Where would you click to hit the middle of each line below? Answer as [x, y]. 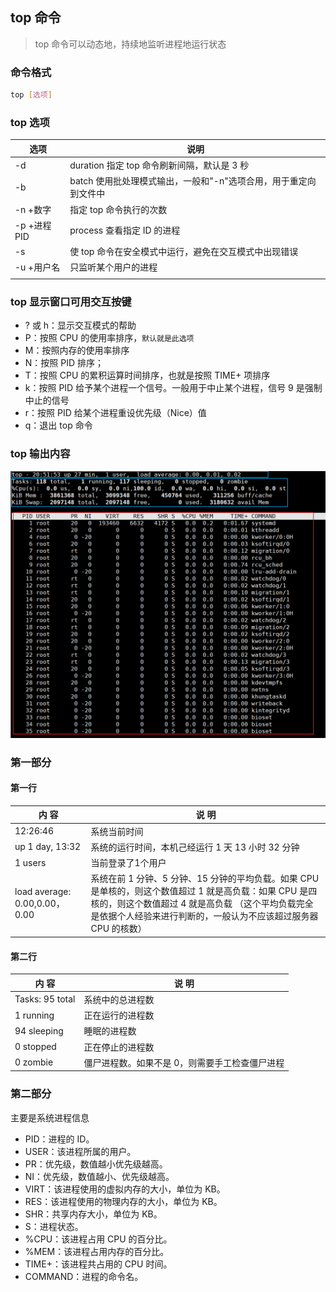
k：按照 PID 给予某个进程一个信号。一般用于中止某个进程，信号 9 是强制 [173, 388]
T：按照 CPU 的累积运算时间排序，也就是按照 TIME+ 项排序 [147, 375]
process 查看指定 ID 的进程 [125, 230]
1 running [34, 1015]
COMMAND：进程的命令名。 [84, 1276]
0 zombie [34, 1062]
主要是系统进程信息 [50, 1117]
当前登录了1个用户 [128, 863]
